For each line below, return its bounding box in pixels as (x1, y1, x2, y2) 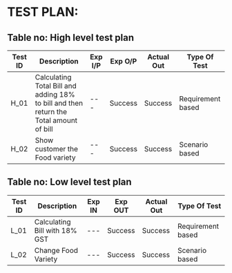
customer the (35, 144, 78, 153)
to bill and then (35, 98, 84, 108)
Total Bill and (35, 81, 77, 91)
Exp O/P (110, 57, 137, 66)
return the (35, 107, 68, 116)
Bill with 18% (34, 225, 77, 235)
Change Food (34, 245, 78, 255)
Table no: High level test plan (7, 32, 135, 44)
